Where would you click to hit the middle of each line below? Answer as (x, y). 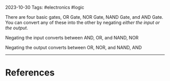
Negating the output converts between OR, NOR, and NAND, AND (74, 47)
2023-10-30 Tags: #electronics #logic (45, 7)
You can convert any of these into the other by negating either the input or (83, 23)
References (30, 73)
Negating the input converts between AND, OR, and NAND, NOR (72, 38)
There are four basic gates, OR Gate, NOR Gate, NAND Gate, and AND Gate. (84, 17)
